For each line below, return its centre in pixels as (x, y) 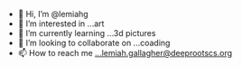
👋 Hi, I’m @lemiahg (53, 14)
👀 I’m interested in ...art (61, 24)
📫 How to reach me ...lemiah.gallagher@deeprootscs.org (125, 53)
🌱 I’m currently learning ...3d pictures (87, 33)
